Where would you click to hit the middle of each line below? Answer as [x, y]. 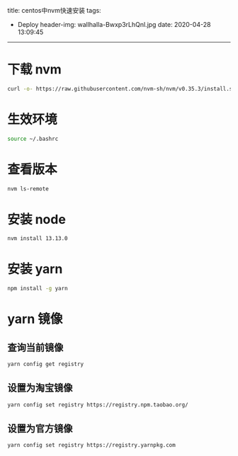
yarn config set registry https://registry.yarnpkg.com [91, 445]
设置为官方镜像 [40, 429]
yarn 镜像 [35, 319]
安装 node [36, 219]
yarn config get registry [45, 364]
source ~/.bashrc [33, 139]
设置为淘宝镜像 [40, 388]
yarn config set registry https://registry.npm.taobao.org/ [98, 405]
